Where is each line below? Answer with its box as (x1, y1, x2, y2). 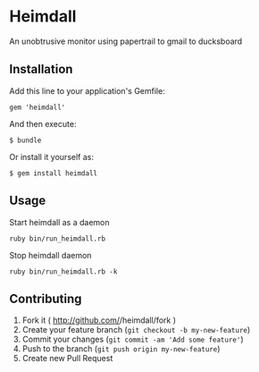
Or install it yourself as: (9, 151, 94, 162)
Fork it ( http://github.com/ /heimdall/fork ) (21, 315, 177, 325)
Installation (9, 62, 73, 77)
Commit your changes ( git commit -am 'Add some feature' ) (21, 334, 244, 345)
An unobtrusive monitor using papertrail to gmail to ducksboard (9, 36, 243, 46)
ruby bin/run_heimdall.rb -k (9, 266, 118, 276)
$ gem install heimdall (9, 168, 98, 178)
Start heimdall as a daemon (9, 216, 110, 227)
